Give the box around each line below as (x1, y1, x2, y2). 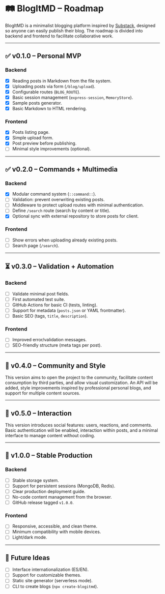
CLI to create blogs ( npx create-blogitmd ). (12, 583, 98, 589)
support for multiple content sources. (5, 390, 81, 396)
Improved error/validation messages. (12, 337, 87, 343)
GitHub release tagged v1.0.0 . (12, 499, 74, 505)
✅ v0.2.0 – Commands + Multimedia (5, 165, 118, 174)
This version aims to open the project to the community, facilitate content (5, 375, 153, 381)
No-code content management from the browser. (12, 494, 112, 500)
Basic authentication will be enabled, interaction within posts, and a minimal (5, 427, 158, 433)
